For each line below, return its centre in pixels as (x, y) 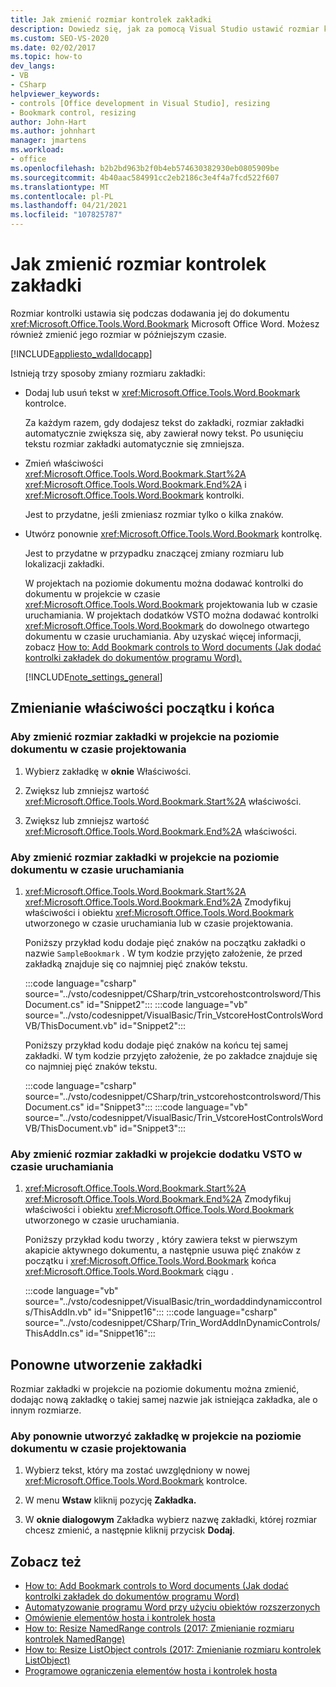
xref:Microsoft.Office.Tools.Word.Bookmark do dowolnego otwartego (167, 625)
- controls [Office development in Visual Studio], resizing (140, 103)
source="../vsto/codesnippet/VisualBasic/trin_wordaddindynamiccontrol (173, 1302)
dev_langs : (33, 66)
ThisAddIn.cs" (54, 1333)
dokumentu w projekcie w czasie (92, 593)
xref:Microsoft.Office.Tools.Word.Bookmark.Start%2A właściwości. (163, 801)
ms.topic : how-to (46, 57)
